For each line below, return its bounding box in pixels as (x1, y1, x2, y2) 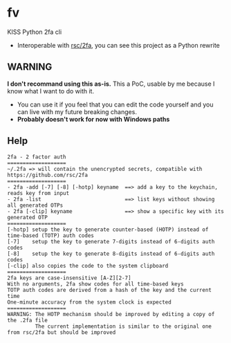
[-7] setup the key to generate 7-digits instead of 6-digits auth (7, 238, 215, 245)
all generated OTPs (7, 202, 64, 209)
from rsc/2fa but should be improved (7, 328, 116, 336)
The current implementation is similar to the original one (35, 323, 212, 330)
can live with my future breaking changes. (17, 107, 137, 115)
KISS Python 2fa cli (7, 28, 62, 36)
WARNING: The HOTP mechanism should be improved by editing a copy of (7, 310, 215, 317)
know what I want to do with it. (7, 86, 95, 95)
